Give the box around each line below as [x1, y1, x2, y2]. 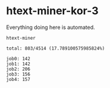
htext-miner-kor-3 [6, 4, 99, 18]
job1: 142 [6, 61, 31, 67]
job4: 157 [6, 76, 31, 82]
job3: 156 [6, 71, 31, 77]
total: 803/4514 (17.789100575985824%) [6, 45, 105, 51]
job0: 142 [6, 56, 31, 61]
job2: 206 [6, 66, 31, 72]
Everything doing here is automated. [6, 24, 95, 31]
